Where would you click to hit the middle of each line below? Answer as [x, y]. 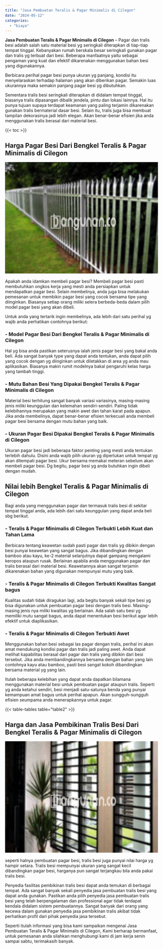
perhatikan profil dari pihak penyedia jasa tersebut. [56, 916]
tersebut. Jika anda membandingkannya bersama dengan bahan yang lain [79, 660]
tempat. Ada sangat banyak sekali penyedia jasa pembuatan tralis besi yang [81, 890]
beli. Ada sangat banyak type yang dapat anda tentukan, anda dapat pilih [78, 356]
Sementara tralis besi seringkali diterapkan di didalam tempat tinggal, [74, 95]
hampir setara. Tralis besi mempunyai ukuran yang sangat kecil [68, 865]
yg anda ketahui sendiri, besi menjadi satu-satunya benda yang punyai [75, 690]
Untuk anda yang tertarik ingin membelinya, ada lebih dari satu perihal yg [78, 316]
